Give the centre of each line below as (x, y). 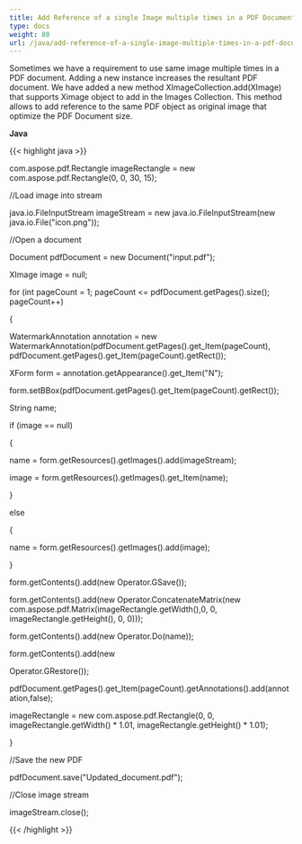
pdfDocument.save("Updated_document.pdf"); (96, 777)
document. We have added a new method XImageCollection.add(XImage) (146, 87)
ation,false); (31, 698)
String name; (33, 408)
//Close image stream (49, 795)
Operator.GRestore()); (49, 671)
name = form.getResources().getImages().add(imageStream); (123, 461)
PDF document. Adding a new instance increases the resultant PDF (133, 78)
